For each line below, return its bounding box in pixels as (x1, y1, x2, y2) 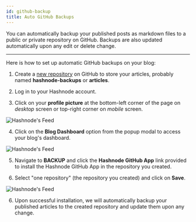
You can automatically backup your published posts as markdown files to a (6, 30, 186, 37)
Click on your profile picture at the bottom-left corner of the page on (14, 99, 181, 106)
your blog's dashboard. (14, 134, 71, 141)
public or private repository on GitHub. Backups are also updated (6, 36, 162, 43)
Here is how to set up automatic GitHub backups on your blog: (6, 59, 156, 66)
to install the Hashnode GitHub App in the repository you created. (14, 163, 172, 170)
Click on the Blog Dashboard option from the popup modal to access (14, 128, 181, 135)
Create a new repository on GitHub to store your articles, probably (14, 71, 174, 77)
